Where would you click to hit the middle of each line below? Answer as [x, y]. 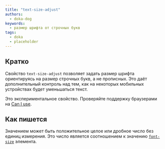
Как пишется [26, 119]
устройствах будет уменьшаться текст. [47, 89]
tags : [11, 32]
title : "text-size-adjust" [33, 10]
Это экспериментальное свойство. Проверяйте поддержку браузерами [81, 98]
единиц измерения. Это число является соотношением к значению [76, 136]
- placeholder [24, 42]
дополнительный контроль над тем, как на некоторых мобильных [75, 84]
